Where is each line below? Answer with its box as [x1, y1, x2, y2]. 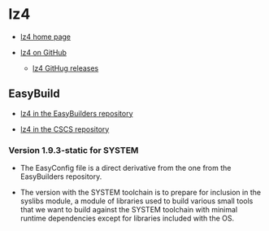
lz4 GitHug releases [32, 63, 99, 73]
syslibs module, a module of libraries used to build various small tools [20, 196, 254, 206]
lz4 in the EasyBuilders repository [20, 108, 133, 118]
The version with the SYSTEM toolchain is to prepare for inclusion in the [20, 188, 262, 198]
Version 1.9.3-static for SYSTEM [8, 144, 139, 155]
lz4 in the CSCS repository [20, 124, 110, 134]
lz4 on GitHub [20, 47, 67, 57]
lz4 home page [20, 32, 72, 41]
